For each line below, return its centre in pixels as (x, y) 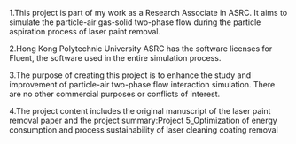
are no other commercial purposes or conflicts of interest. (115, 94)
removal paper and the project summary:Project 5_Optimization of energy (143, 120)
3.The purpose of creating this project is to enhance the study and (130, 75)
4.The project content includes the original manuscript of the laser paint (140, 111)
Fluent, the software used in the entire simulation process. (115, 58)
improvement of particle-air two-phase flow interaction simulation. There (142, 84)
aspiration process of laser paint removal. (85, 31)
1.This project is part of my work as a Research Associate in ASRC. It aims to (148, 13)
